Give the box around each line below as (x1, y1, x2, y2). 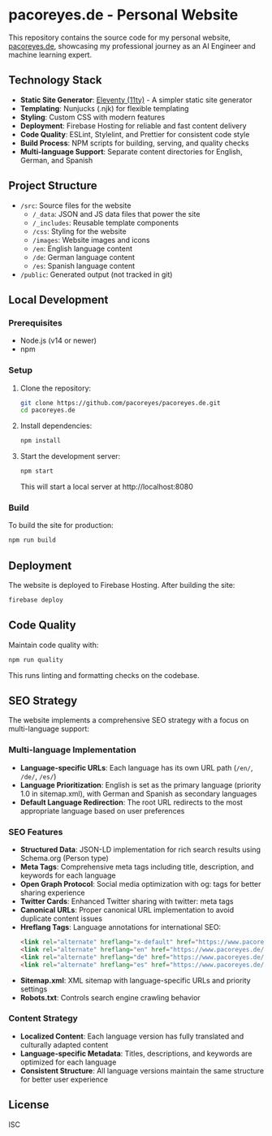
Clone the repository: (19, 383, 92, 393)
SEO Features (8, 826, 63, 837)
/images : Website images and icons (32, 235, 150, 244)
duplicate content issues (19, 914, 103, 923)
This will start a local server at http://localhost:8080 (19, 482, 193, 492)
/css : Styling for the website (32, 226, 127, 236)
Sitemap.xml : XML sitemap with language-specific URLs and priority (19, 975, 251, 985)
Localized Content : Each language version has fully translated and (19, 1031, 244, 1041)
